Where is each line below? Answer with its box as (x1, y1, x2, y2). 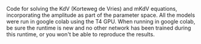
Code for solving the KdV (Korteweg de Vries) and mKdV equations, (6, 5, 178, 12)
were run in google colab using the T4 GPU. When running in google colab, (6, 18, 195, 25)
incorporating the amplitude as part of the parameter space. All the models (6, 11, 195, 19)
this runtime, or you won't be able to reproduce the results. (6, 31, 155, 38)
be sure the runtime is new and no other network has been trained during (6, 24, 191, 31)
